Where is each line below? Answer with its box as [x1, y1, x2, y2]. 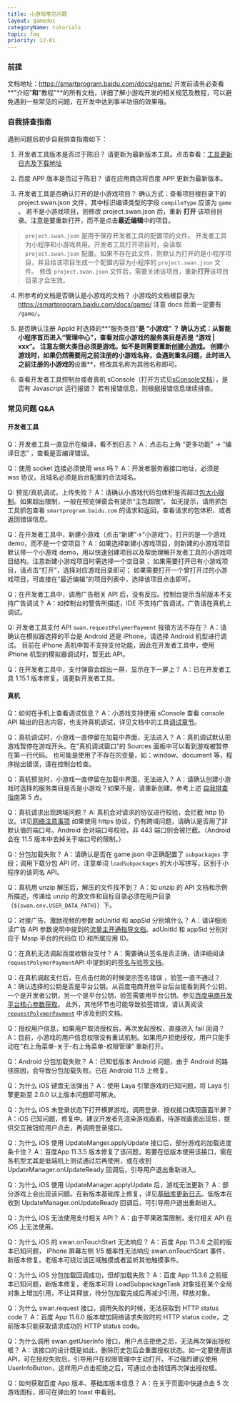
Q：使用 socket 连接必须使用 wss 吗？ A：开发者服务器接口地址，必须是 [7, 464, 220, 472]
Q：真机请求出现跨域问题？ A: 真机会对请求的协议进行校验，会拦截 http [7, 808, 217, 817]
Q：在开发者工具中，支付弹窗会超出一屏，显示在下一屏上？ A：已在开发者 [7, 665, 225, 673]
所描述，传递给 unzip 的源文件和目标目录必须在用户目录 [7, 892, 171, 901]
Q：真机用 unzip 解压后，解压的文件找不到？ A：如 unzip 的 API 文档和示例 [7, 883, 228, 892]
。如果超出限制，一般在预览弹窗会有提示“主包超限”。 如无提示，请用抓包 [14, 497, 228, 505]
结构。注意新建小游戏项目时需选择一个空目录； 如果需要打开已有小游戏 [13, 557, 222, 565]
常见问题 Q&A [7, 403, 55, 413]
